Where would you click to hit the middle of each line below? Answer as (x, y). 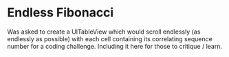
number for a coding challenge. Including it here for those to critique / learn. (115, 46)
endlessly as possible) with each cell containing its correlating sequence (110, 38)
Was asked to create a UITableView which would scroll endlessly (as (104, 32)
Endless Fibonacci (61, 13)
